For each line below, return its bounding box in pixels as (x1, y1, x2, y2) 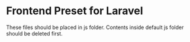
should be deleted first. (6, 30, 63, 37)
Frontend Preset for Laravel (6, 4, 143, 18)
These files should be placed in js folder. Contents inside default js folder (6, 24, 184, 31)
